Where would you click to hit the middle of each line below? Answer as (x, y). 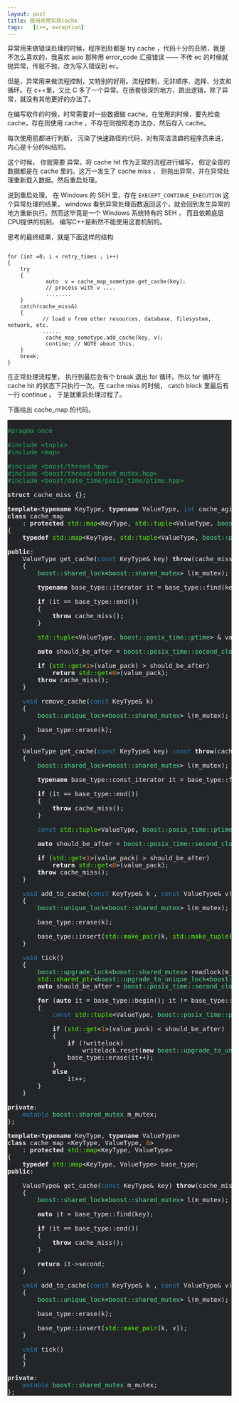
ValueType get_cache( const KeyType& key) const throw (118, 751)
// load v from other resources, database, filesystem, (127, 319)
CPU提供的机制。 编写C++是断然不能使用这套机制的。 (87, 222)
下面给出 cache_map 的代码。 (51, 410)
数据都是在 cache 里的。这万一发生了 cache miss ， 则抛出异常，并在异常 (115, 171)
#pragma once (30, 431)
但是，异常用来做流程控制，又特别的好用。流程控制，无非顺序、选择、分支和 (119, 81)
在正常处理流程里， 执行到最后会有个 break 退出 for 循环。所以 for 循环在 (114, 377)
